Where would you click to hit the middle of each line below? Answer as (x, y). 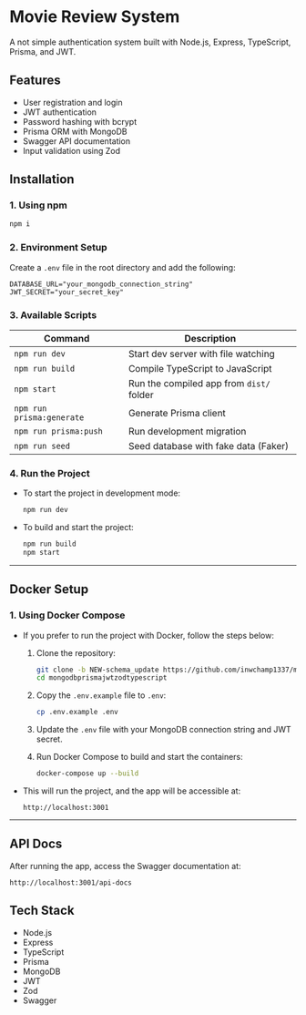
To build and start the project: (78, 528)
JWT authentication (60, 112)
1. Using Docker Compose (67, 615)
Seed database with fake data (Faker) (209, 446)
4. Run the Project (50, 473)
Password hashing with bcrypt (80, 121)
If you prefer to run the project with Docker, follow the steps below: (148, 635)
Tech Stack (42, 911)
